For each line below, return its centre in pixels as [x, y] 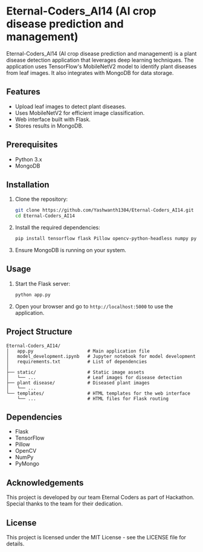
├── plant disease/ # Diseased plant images [78, 383]
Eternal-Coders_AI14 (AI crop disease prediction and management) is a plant [101, 53]
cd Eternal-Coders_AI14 [45, 216]
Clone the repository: [41, 199]
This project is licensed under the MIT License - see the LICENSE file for [96, 537]
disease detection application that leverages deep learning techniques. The [100, 60]
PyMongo [27, 464]
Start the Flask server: [43, 284]
